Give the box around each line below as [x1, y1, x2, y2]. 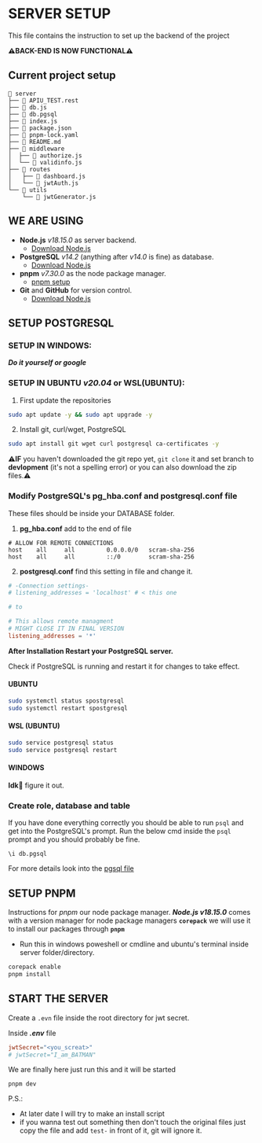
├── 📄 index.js [8, 117, 58, 125]
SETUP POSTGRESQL [8, 316, 115, 330]
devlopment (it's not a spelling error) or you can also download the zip [8, 463, 237, 472]
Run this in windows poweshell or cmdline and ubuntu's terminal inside [19, 939, 249, 949]
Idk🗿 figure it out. [8, 780, 64, 790]
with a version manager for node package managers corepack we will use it [8, 916, 251, 925]
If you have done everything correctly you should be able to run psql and [8, 818, 245, 828]
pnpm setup [31, 277, 71, 286]
